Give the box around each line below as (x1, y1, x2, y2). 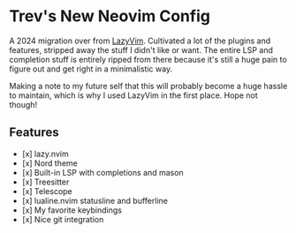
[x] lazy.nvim (21, 148, 69, 159)
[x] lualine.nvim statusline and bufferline (21, 195, 168, 206)
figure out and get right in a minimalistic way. (9, 64, 173, 74)
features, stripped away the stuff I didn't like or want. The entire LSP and (9, 44, 274, 55)
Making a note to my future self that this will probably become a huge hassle (9, 80, 288, 91)
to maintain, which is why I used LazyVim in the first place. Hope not (9, 90, 258, 101)
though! (9, 99, 38, 109)
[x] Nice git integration (21, 214, 104, 224)
